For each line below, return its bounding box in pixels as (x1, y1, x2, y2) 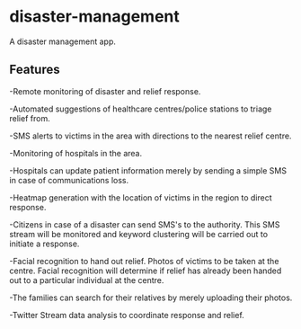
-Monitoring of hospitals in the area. (9, 147, 142, 158)
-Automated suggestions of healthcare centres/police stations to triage (9, 103, 272, 114)
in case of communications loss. (9, 174, 129, 185)
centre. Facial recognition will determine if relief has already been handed (9, 265, 282, 276)
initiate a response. (9, 238, 80, 249)
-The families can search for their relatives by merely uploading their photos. (9, 292, 293, 303)
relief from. (9, 112, 51, 123)
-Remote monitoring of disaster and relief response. (9, 85, 201, 96)
